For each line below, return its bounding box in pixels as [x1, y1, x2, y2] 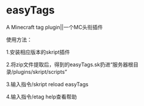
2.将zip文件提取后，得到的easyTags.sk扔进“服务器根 [6, 61, 134, 68]
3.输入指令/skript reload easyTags [6, 80, 89, 88]
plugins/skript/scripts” [13, 68, 67, 75]
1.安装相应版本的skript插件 [6, 48, 70, 56]
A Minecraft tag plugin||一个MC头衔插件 [6, 23, 103, 30]
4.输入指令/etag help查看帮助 [6, 93, 77, 100]
